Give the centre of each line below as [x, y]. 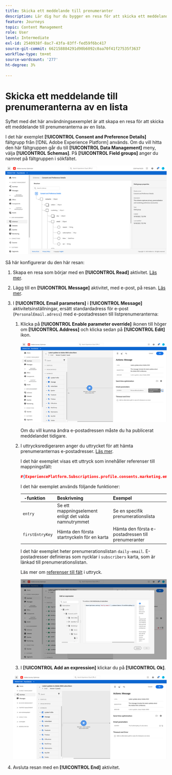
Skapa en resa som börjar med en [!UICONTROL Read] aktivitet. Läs [85, 272]
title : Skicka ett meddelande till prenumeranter [59, 11]
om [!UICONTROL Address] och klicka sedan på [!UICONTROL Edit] [93, 330]
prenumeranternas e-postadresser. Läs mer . [67, 451]
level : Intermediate [27, 38]
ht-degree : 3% [20, 65]
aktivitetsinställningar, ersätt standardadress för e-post [71, 309]
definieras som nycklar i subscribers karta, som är [102, 557]
